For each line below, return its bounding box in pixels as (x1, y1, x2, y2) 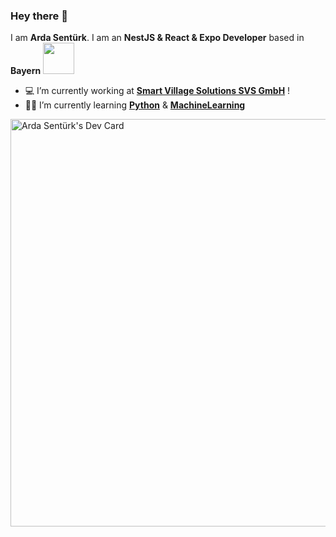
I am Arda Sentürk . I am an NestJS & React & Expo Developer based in (10, 32, 305, 44)
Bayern (10, 65, 42, 77)
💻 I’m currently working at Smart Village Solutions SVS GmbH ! (24, 85, 291, 97)
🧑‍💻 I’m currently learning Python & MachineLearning (24, 99, 246, 111)
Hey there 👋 (10, 9, 68, 23)
